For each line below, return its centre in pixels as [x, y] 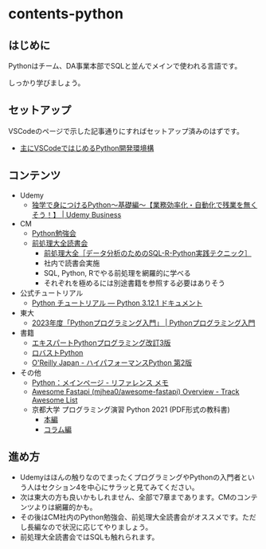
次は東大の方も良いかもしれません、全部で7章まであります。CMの [128, 497]
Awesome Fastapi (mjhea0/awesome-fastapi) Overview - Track [136, 391]
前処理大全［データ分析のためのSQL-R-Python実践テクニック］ [148, 253]
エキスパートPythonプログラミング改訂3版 [101, 343]
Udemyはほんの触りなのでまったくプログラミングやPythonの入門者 [130, 477]
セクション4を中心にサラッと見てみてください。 [120, 488]
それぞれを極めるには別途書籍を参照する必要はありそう [134, 283]
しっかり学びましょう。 [47, 83]
